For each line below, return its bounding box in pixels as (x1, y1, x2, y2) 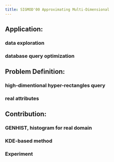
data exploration (5, 39, 45, 46)
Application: (5, 25, 43, 33)
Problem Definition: (5, 67, 65, 76)
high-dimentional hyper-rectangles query (5, 82, 106, 89)
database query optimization (5, 52, 75, 59)
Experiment (5, 151, 33, 158)
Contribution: (5, 110, 47, 118)
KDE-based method (5, 138, 52, 145)
